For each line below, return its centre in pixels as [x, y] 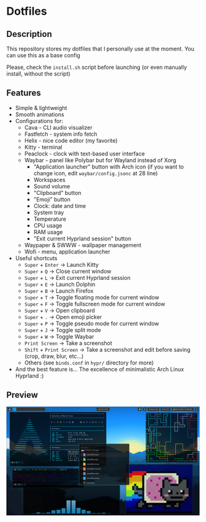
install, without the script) [38, 74]
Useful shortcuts [36, 258]
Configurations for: [39, 121]
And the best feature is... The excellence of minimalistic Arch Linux [100, 369]
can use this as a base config [44, 55]
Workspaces [49, 180]
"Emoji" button [52, 199]
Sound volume [52, 186]
